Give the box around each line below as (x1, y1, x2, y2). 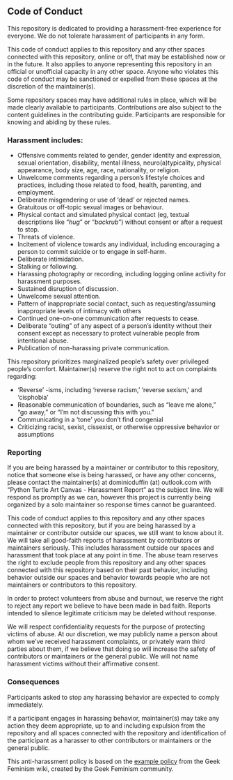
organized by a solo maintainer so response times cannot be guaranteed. (7, 500, 217, 509)
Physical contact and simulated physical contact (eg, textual (17, 211, 190, 219)
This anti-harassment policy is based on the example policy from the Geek (7, 757, 220, 765)
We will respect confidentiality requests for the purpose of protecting (7, 622, 205, 631)
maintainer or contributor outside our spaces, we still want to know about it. (7, 529, 224, 537)
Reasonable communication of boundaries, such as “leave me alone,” (17, 400, 217, 409)
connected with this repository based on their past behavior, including (7, 566, 208, 574)
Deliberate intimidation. (17, 255, 84, 264)
